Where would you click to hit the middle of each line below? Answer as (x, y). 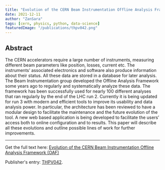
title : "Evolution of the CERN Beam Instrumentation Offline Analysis (79, 10)
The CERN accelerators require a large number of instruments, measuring (80, 60)
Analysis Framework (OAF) (32, 152)
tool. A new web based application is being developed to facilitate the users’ (82, 117)
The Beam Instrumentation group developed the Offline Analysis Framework (82, 81)
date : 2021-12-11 (23, 14)
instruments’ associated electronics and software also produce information (81, 70)
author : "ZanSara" (24, 19)
